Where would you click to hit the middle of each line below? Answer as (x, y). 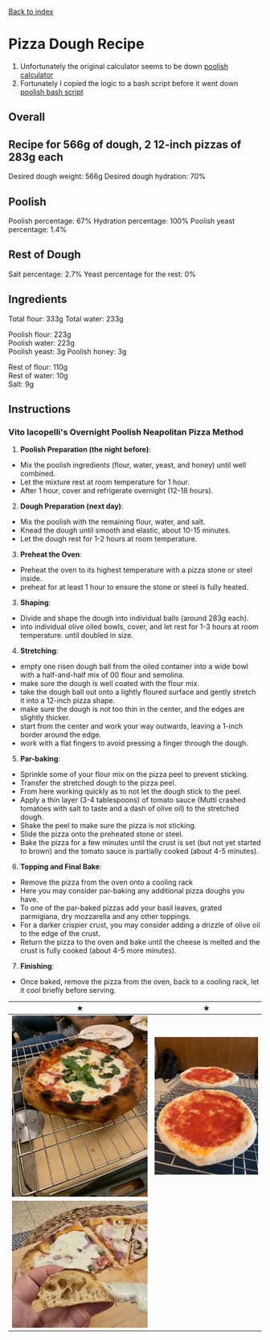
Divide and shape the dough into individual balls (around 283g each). (134, 619)
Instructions (39, 409)
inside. (31, 578)
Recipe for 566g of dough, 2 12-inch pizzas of (125, 144)
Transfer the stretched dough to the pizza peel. (98, 783)
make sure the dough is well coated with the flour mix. (109, 684)
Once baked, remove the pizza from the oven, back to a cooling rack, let (139, 982)
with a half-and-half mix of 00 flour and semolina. (102, 675)
